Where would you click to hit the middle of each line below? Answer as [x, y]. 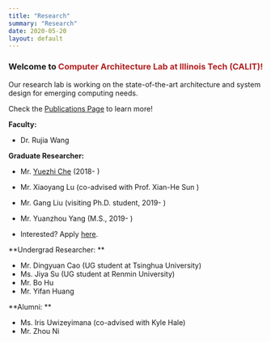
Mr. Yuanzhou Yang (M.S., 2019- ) [76, 218]
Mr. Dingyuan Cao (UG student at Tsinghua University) [111, 265]
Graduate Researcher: [47, 155]
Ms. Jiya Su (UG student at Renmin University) [97, 274]
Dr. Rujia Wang [44, 140]
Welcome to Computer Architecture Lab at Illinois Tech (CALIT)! [136, 67]
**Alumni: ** [30, 306]
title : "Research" [39, 16]
